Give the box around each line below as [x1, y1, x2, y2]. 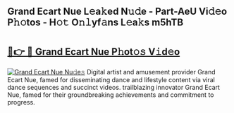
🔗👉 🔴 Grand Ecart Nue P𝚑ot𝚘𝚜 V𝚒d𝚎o [7, 46, 180, 58]
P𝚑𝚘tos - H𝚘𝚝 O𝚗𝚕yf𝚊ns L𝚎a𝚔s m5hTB [7, 17, 184, 29]
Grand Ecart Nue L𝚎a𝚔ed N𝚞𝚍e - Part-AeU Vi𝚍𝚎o [7, 6, 228, 18]
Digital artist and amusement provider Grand [87, 68, 216, 76]
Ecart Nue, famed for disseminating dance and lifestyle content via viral [7, 76, 215, 84]
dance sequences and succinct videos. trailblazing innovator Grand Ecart [7, 84, 221, 91]
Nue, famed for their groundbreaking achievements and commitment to [7, 91, 214, 99]
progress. [7, 98, 35, 106]
